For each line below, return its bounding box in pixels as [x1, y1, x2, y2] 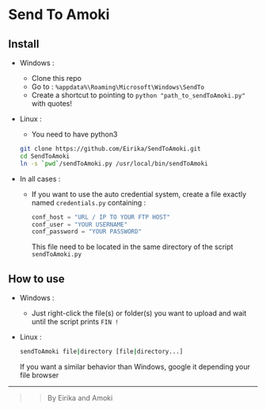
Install [8, 37, 40, 51]
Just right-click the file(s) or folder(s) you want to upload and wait [31, 308, 247, 318]
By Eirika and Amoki [47, 393, 113, 402]
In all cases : [19, 174, 61, 183]
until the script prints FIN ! [31, 317, 119, 327]
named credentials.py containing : [31, 197, 146, 207]
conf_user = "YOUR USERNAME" [31, 220, 128, 228]
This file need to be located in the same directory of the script [31, 242, 234, 251]
